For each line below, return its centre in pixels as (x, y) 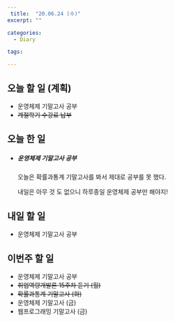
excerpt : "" (24, 20)
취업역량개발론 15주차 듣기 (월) (59, 285)
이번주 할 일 (31, 258)
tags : (15, 52)
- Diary (25, 39)
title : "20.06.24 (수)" (46, 14)
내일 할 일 (26, 216)
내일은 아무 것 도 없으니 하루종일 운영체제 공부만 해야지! (93, 192)
